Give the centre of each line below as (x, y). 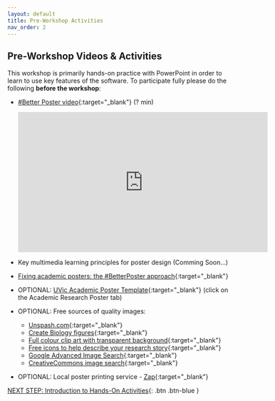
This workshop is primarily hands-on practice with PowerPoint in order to (115, 73)
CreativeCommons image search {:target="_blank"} (103, 363)
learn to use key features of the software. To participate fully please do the (117, 81)
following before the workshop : (54, 88)
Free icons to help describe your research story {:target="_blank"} (125, 348)
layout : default (31, 14)
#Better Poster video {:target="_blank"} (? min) (86, 102)
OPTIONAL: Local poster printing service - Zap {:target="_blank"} (113, 377)
